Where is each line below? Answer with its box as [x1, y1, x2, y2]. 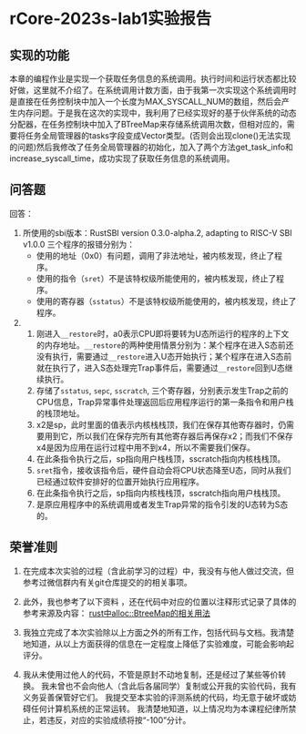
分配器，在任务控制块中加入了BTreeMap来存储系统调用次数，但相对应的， [9, 119, 288, 129]
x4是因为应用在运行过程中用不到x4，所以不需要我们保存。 [36, 442, 255, 453]
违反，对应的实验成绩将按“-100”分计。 [46, 714, 191, 725]
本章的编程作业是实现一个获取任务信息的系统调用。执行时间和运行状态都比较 [9, 74, 297, 84]
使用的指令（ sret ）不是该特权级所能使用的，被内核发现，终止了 [36, 272, 277, 283]
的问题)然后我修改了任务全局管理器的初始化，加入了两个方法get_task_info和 [9, 142, 294, 152]
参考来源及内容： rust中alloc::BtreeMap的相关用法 [22, 607, 211, 618]
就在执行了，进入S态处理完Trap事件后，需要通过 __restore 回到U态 [36, 362, 285, 373]
